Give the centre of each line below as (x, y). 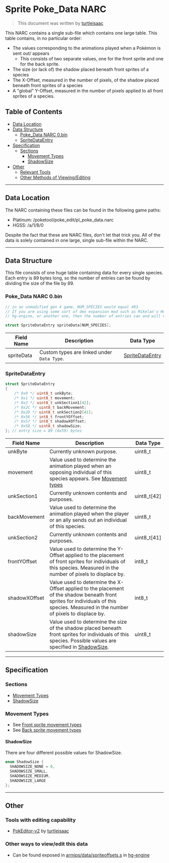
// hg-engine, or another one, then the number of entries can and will (83, 316)
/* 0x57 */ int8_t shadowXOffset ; (50, 421)
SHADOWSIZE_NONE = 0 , (32, 767)
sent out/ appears (31, 53)
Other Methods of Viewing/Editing (55, 177)
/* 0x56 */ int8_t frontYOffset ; (49, 417)
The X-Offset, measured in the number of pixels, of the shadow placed (86, 80)
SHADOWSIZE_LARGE (28, 781)
